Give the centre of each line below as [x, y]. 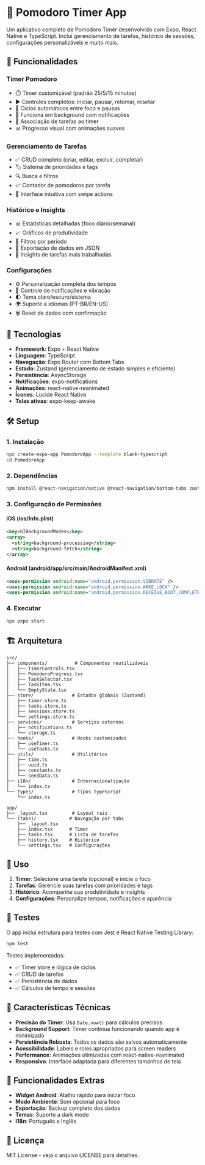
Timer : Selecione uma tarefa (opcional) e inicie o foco [83, 879]
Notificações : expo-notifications [56, 381]
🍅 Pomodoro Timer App [67, 13]
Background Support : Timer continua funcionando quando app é [97, 1028]
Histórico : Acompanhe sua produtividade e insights [80, 892]
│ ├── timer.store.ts [37, 701]
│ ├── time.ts [27, 760]
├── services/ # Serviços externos [65, 722]
